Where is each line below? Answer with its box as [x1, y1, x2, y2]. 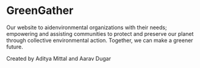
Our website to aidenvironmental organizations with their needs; [6, 24, 167, 31]
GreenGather [6, 4, 74, 18]
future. [6, 43, 23, 50]
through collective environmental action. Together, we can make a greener [6, 36, 193, 44]
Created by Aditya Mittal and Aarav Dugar [6, 55, 112, 62]
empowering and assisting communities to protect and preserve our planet [6, 30, 194, 37]
